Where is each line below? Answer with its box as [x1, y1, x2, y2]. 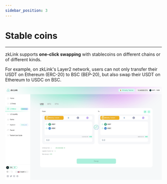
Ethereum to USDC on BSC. [5, 77, 62, 83]
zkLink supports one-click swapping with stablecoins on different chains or [5, 51, 161, 57]
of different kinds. [5, 56, 42, 62]
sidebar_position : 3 [5, 8, 48, 13]
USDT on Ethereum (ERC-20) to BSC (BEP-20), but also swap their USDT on [5, 71, 161, 77]
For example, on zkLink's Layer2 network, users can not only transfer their [5, 66, 158, 72]
